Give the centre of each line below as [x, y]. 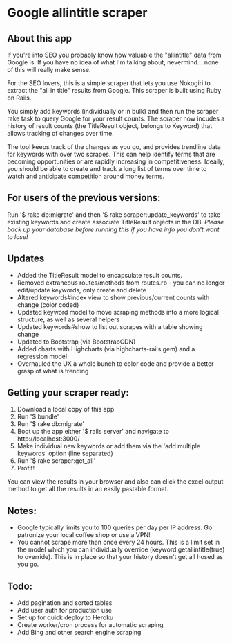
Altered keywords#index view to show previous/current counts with [113, 297]
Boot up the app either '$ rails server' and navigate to [93, 432]
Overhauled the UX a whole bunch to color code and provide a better [115, 363]
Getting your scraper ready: [68, 393]
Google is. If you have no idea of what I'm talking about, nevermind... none [113, 62]
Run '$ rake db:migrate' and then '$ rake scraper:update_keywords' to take [114, 214]
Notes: [22, 511]
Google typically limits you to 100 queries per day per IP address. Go [115, 527]
